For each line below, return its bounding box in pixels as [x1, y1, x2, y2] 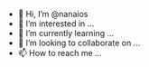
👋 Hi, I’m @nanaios [17, 9, 88, 19]
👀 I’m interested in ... [17, 18, 95, 29]
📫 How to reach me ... [17, 48, 102, 58]
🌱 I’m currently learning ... [17, 28, 115, 38]
